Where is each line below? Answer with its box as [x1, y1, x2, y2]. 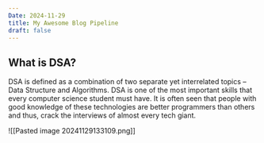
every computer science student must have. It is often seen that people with [8, 94, 257, 103]
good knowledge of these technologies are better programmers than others [8, 102, 255, 112]
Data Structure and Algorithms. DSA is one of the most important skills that [8, 85, 252, 95]
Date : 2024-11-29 [8, 11, 66, 20]
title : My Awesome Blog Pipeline [8, 19, 119, 27]
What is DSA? [8, 56, 77, 69]
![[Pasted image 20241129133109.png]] [8, 126, 136, 136]
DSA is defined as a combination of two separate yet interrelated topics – [8, 77, 247, 87]
